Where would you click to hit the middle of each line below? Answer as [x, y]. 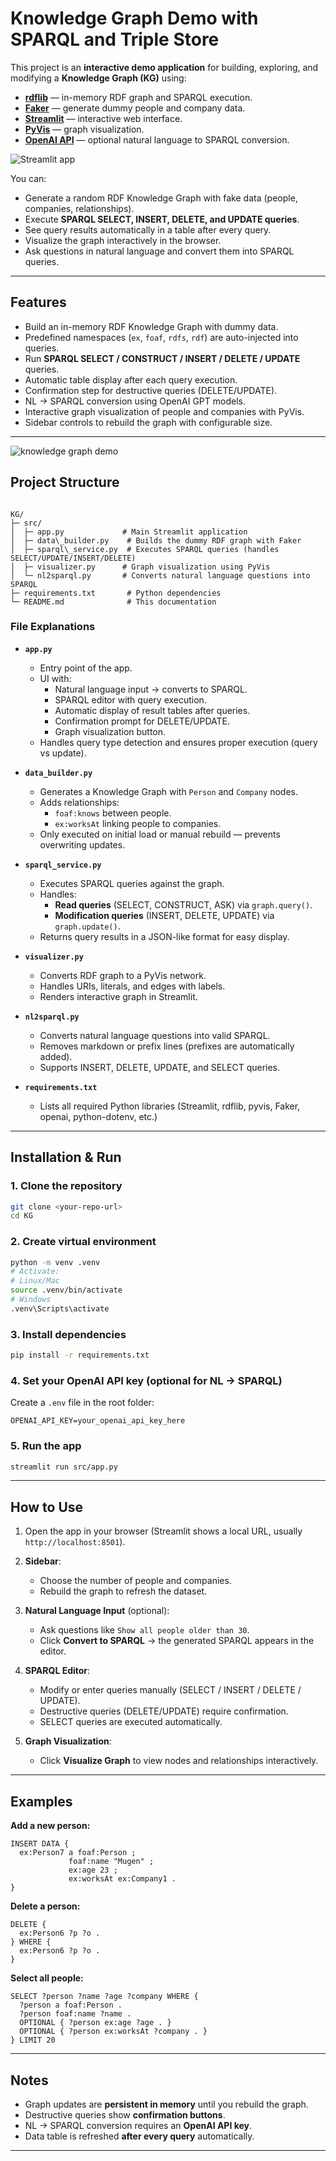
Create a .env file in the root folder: [82, 1403]
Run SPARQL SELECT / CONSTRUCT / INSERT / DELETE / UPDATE [162, 358]
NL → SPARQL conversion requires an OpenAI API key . [138, 2125]
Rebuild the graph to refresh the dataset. [123, 1591]
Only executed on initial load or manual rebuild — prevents [160, 834]
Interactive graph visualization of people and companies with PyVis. [164, 411]
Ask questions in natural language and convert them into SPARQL [159, 251]
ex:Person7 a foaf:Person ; [78, 1853]
